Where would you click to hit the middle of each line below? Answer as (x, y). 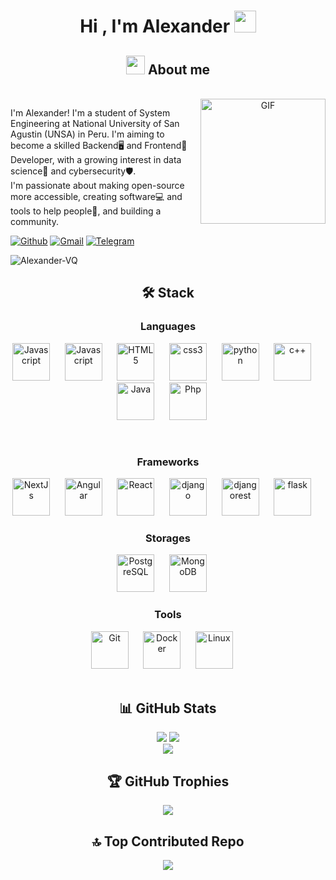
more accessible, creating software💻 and (96, 196)
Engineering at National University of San (95, 123)
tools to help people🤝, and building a (86, 211)
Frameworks (168, 462)
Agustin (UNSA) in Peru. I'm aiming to (87, 134)
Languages (168, 327)
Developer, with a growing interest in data (96, 159)
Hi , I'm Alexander (155, 26)
